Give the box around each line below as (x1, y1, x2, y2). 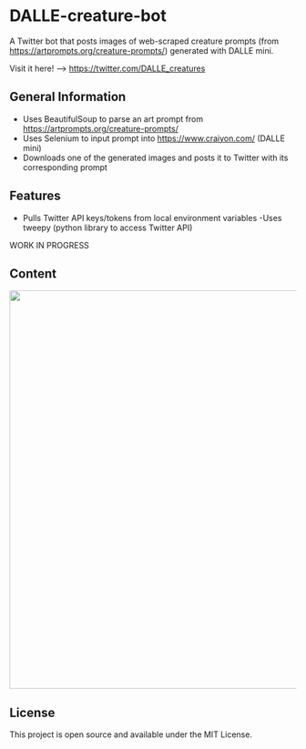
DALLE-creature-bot (9, 5, 167, 26)
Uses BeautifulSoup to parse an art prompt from (22, 113, 203, 124)
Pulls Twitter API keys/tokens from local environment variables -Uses (22, 212, 282, 223)
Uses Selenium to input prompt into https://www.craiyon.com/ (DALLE (22, 133, 285, 144)
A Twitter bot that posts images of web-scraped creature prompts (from (9, 35, 280, 46)
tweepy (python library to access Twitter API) (22, 222, 193, 233)
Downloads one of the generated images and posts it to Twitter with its (22, 152, 289, 163)
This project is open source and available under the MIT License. (9, 729, 253, 740)
